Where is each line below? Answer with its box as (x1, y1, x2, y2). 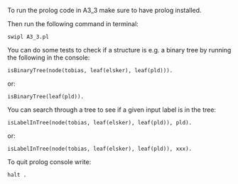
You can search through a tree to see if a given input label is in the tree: (7, 105, 217, 114)
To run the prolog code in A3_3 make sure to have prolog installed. (7, 6, 202, 14)
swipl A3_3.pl (7, 33, 50, 40)
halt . (7, 171, 27, 178)
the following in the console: (7, 53, 90, 62)
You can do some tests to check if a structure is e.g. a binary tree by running (7, 46, 232, 54)
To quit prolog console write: (7, 158, 92, 166)
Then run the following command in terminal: (7, 20, 139, 28)
